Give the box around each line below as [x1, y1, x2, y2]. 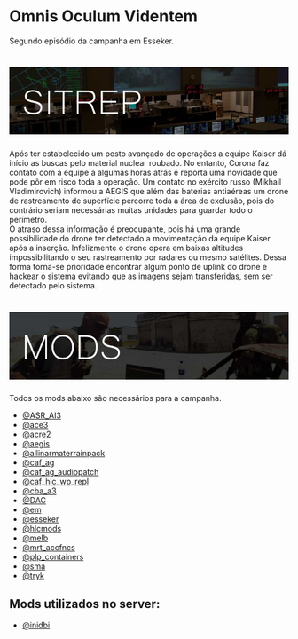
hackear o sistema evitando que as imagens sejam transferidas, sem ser [9, 271, 273, 281]
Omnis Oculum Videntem [9, 6, 198, 27]
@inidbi [21, 619, 51, 631]
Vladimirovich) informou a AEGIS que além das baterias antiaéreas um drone [9, 186, 289, 197]
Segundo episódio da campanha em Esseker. [9, 35, 175, 46]
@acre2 [21, 429, 51, 440]
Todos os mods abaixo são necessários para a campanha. [9, 393, 222, 404]
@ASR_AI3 [21, 410, 62, 421]
